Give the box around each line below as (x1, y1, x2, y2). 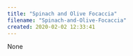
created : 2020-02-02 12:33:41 (7, 23, 96, 30)
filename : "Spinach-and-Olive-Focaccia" (7, 17, 127, 24)
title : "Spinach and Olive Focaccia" (7, 10, 118, 17)
